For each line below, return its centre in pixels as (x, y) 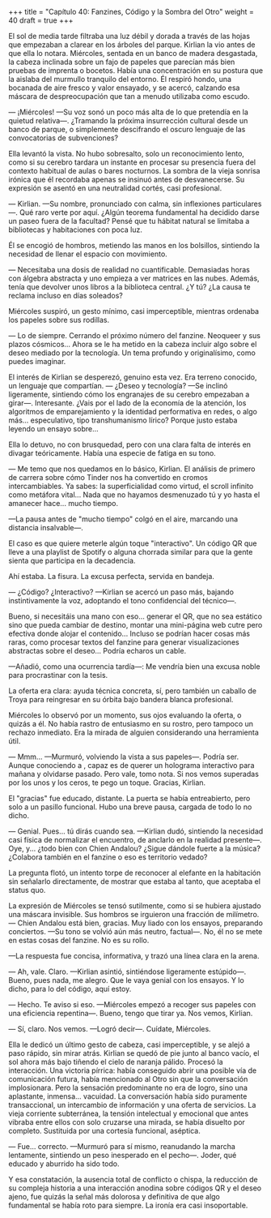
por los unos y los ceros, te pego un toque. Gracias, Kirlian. (107, 783)
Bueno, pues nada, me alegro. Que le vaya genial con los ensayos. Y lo (126, 980)
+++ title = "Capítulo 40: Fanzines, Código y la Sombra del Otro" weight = (131, 12)
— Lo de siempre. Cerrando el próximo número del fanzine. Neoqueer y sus (135, 335)
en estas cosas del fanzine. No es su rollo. (79, 940)
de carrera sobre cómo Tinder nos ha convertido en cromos (108, 477)
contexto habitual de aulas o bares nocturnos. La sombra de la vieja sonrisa (134, 171)
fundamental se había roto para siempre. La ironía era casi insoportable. (128, 1205)
